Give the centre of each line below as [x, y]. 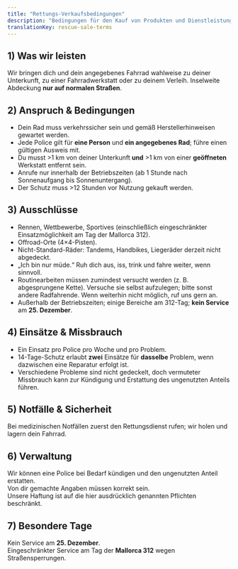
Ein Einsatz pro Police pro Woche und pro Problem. [92, 349]
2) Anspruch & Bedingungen [71, 110]
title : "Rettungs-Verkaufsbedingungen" [66, 14]
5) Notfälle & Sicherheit [59, 410]
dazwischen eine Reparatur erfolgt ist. [73, 364]
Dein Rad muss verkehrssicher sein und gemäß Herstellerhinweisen [116, 127]
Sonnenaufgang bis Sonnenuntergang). [75, 180]
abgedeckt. [34, 257]
